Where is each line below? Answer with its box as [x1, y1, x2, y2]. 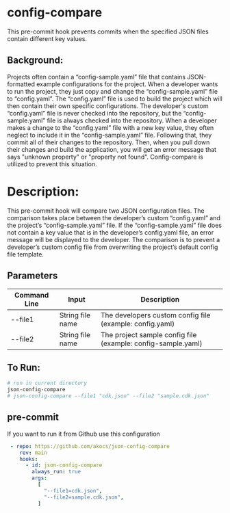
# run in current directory [7, 380, 88, 387]
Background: [7, 55, 64, 66]
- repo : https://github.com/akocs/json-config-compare [10, 443, 170, 449]
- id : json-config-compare [25, 462, 103, 469]
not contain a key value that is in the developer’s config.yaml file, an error [7, 228, 214, 237]
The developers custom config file [100, 310, 211, 319]
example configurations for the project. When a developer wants [36, 80, 218, 88]
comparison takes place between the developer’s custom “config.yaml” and [7, 213, 220, 222]
